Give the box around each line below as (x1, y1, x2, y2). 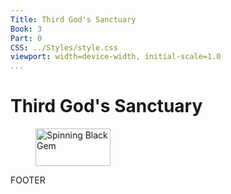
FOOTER (10, 174, 46, 186)
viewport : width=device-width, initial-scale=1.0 (10, 52, 222, 62)
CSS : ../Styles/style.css (10, 42, 118, 53)
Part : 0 (10, 33, 43, 43)
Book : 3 (10, 24, 43, 34)
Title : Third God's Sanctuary (10, 14, 137, 25)
